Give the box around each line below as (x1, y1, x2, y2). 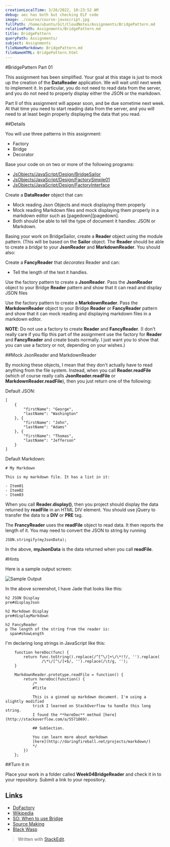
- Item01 (5, 483, 24, 488)
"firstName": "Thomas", (23, 433, 74, 439)
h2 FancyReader (5, 622, 38, 627)
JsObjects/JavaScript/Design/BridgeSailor (12, 171, 101, 177)
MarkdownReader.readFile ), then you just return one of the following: (5, 378, 152, 384)
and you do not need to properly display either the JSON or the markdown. (5, 90, 162, 96)
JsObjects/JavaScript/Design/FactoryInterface (12, 182, 110, 188)
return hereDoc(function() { (23, 676, 85, 681)
